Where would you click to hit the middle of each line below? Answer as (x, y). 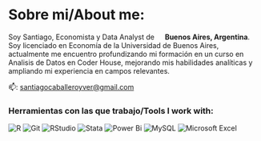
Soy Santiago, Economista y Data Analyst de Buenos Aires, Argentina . (129, 37)
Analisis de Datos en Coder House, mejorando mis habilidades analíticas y (130, 62)
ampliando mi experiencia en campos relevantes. (89, 70)
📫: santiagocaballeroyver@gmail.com (71, 87)
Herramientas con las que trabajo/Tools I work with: (111, 111)
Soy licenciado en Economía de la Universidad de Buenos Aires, (114, 45)
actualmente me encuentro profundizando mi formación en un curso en (126, 54)
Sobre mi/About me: (77, 15)
